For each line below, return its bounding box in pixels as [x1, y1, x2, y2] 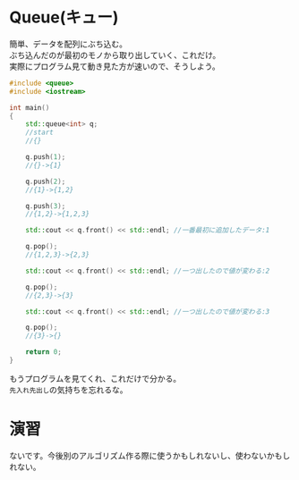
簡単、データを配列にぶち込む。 [9, 38, 128, 49]
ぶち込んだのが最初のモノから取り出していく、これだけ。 [9, 49, 221, 60]
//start [25, 128, 54, 138]
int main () [9, 103, 50, 112]
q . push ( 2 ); [25, 177, 66, 186]
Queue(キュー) [9, 7, 119, 28]
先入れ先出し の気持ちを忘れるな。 [9, 384, 128, 395]
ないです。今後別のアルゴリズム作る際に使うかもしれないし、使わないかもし [9, 450, 291, 460]
